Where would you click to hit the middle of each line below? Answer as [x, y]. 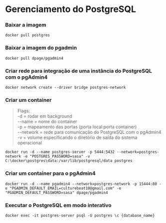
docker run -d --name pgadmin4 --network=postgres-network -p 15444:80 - [83, 184]
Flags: [24, 111]
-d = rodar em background [45, 116]
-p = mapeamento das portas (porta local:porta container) [77, 127]
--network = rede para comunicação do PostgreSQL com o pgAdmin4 [89, 132]
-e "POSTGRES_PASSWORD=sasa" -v [57, 156]
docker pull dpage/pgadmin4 [34, 58]
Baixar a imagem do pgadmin [41, 48]
